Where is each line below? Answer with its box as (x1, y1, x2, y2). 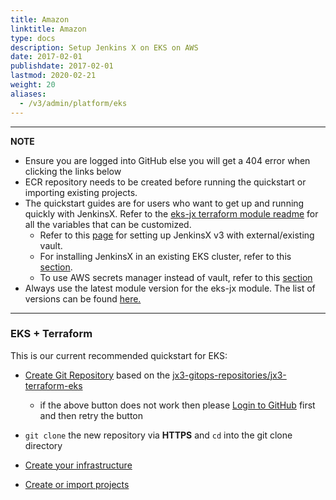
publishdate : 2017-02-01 (10, 61, 114, 71)
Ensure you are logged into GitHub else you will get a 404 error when (24, 154, 311, 166)
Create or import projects (24, 478, 130, 490)
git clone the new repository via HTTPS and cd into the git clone (24, 429, 293, 441)
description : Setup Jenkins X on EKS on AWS (10, 42, 199, 53)
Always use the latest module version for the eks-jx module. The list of (24, 282, 316, 294)
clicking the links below (24, 165, 122, 177)
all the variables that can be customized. (24, 218, 192, 230)
